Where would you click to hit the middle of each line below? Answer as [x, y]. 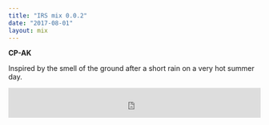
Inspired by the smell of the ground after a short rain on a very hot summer [131, 68]
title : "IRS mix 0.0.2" [48, 16]
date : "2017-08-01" [41, 23]
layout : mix [28, 30]
